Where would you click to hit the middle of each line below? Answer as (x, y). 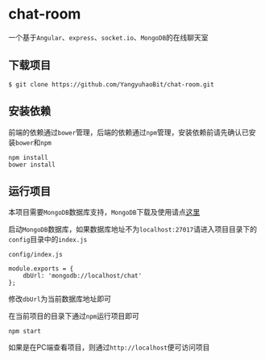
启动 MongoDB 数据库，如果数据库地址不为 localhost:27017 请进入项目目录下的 (133, 229)
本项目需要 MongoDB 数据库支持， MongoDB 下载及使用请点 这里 (104, 212)
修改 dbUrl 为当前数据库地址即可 (60, 299)
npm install (28, 157)
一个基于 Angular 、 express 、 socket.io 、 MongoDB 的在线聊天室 (108, 37)
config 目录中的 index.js (48, 240)
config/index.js (35, 255)
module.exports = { (41, 269)
